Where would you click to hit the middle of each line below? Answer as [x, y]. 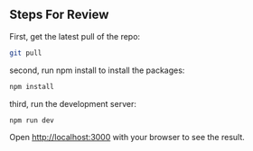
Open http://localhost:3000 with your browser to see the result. [127, 138]
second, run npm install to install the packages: [97, 70]
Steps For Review [59, 15]
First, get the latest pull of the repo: [75, 36]
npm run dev [32, 120]
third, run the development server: [73, 103]
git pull [26, 53]
